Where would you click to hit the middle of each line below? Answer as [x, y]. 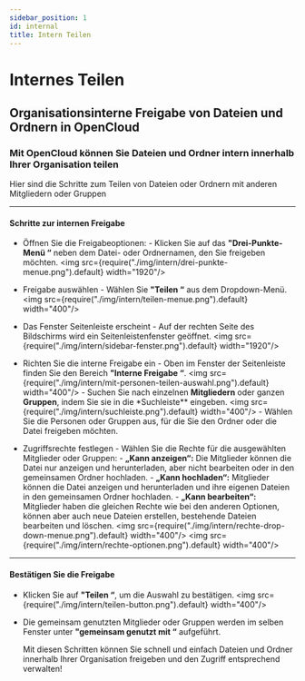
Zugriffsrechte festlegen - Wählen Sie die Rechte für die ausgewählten [154, 449]
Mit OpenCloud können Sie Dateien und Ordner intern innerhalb [152, 153]
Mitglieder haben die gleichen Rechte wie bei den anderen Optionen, [151, 507]
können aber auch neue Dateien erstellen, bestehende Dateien [139, 516]
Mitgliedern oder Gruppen [58, 194]
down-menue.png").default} [75, 536]
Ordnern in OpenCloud [74, 127]
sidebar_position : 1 [49, 18]
